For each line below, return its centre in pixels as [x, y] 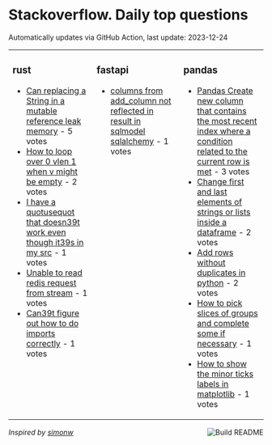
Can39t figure [53, 313]
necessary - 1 [225, 343]
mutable [42, 111]
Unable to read [54, 273]
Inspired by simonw [41, 432]
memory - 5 [49, 131]
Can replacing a [56, 91]
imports [41, 333]
